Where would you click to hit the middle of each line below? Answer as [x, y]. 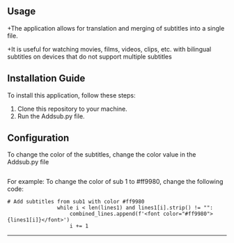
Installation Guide [46, 78]
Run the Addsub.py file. [51, 116]
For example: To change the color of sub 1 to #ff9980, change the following [115, 182]
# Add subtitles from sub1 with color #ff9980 [76, 202]
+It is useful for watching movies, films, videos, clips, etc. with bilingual [109, 49]
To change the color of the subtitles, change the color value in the [102, 155]
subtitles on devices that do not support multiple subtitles [89, 56]
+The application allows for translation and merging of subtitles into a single [116, 28]
